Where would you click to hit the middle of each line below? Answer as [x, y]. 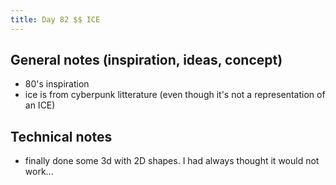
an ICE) [40, 105]
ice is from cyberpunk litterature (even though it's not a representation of [175, 95]
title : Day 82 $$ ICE [55, 19]
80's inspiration [57, 84]
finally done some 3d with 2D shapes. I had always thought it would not [172, 161]
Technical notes [61, 136]
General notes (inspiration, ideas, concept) [146, 60]
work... [39, 172]
